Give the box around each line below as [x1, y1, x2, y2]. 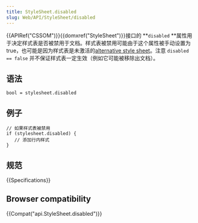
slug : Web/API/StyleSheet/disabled [6, 14, 96, 20]
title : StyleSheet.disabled [6, 8, 77, 15]
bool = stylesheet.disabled [6, 90, 77, 96]
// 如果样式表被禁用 [6, 125, 51, 131]
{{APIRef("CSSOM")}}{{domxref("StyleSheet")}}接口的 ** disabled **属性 [6, 31, 188, 39]
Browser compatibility [6, 194, 91, 204]
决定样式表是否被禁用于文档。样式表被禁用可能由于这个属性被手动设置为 [11, 39, 191, 46]
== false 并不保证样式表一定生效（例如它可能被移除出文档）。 [6, 54, 159, 61]
